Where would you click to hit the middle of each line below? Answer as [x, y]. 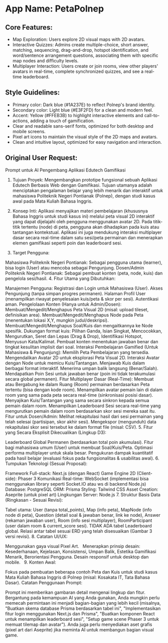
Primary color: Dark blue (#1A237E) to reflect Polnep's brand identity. [84, 105]
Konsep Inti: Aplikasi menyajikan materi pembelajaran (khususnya [80, 211]
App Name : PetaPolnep [55, 9]
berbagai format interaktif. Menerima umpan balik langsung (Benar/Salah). [82, 368]
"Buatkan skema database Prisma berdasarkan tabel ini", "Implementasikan [83, 608]
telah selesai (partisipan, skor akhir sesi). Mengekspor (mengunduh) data [81, 422]
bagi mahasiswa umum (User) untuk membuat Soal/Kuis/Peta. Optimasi [79, 447]
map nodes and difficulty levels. [45, 61]
